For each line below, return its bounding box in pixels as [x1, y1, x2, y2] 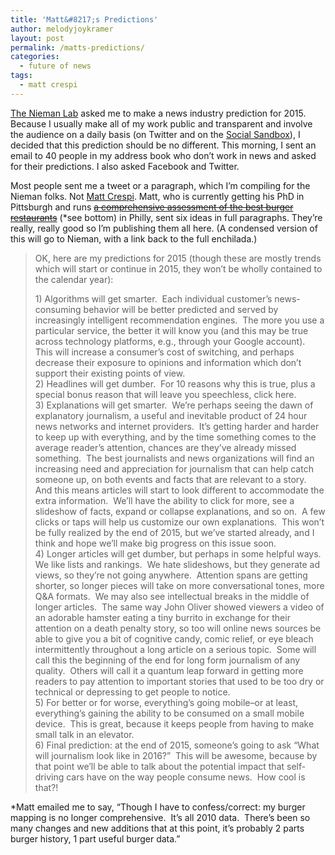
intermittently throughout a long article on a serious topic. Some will [34, 643, 317, 655]
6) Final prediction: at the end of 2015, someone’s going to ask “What [34, 739, 320, 751]
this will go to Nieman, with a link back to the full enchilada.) [10, 232, 258, 245]
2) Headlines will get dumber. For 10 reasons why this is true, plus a [34, 377, 316, 390]
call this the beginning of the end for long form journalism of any [34, 654, 301, 666]
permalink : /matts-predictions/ [10, 42, 145, 53]
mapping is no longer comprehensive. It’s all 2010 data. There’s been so [10, 811, 311, 823]
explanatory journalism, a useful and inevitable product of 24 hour [34, 409, 308, 421]
